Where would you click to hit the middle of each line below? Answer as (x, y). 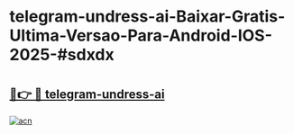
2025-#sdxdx (62, 55)
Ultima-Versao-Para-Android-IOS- (141, 36)
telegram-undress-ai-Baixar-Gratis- (147, 17)
